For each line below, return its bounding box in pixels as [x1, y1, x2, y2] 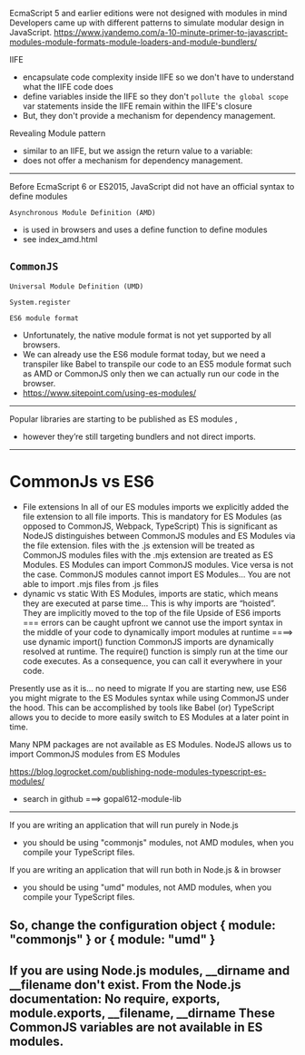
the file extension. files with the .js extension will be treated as [22, 540, 256, 551]
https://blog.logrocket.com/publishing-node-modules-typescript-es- [9, 766, 267, 777]
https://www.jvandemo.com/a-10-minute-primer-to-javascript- [54, 27, 289, 37]
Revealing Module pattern [9, 128, 106, 139]
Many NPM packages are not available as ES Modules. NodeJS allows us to [9, 738, 292, 749]
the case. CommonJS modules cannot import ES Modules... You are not [22, 569, 290, 580]
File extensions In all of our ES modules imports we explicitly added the [22, 501, 289, 512]
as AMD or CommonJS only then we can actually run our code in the [22, 367, 280, 379]
